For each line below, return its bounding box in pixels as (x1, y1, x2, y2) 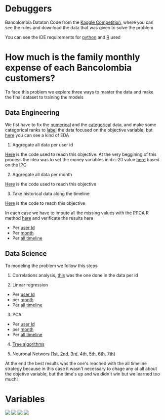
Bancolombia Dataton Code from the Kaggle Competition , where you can (5, 19, 154, 25)
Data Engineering (5, 108, 60, 117)
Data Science (5, 249, 47, 258)
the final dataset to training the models (5, 94, 84, 100)
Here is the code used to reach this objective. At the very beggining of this (5, 151, 157, 157)
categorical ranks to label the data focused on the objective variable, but (5, 127, 153, 133)
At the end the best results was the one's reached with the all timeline (5, 360, 147, 366)
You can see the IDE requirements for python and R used (5, 34, 121, 40)
